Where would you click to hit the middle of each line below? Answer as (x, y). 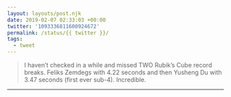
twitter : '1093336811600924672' (53, 26)
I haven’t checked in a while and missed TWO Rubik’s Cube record (118, 65)
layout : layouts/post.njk (44, 13)
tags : (15, 39)
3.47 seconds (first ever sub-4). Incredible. (85, 79)
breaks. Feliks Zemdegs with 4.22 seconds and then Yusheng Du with (123, 72)
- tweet (24, 45)
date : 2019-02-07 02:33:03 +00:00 (57, 20)
